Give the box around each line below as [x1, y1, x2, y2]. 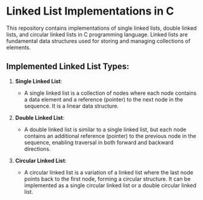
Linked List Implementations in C [6, 4, 175, 18]
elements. [6, 44, 32, 51]
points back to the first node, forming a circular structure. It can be [24, 175, 191, 182]
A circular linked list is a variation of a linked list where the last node [24, 168, 194, 176]
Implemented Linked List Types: [6, 61, 130, 72]
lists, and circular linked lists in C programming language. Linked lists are [6, 30, 188, 38]
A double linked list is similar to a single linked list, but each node [24, 126, 187, 133]
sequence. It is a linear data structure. [24, 102, 119, 109]
